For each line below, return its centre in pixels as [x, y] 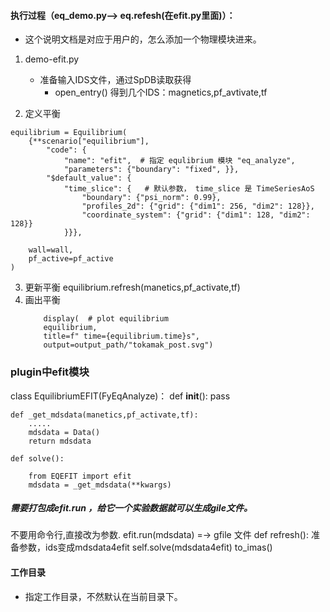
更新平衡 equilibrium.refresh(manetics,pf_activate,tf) [132, 287]
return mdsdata [60, 441]
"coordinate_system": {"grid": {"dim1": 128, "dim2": [196, 215]
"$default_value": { [89, 178]
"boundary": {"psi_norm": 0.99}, [151, 198]
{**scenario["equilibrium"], [89, 141]
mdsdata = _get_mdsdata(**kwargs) [100, 485]
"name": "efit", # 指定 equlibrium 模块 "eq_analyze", [179, 161]
